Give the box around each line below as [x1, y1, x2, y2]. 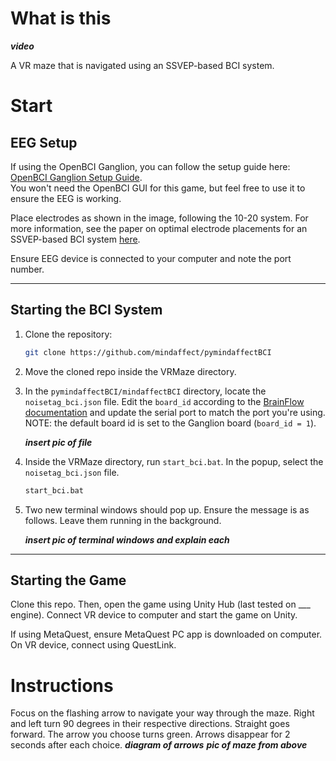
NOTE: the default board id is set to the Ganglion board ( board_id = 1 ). [24, 417, 317, 429]
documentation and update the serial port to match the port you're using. [24, 406, 326, 418]
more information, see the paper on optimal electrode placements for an [10, 222, 308, 234]
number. [10, 263, 45, 275]
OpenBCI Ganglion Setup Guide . [10, 171, 143, 183]
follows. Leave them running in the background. [24, 514, 222, 526]
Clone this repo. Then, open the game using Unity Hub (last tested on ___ [10, 598, 311, 611]
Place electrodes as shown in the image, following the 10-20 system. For [10, 212, 309, 224]
